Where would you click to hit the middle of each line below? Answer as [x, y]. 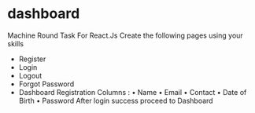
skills [16, 43]
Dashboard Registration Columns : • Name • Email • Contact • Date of [133, 92]
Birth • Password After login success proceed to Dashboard [116, 100]
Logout [30, 75]
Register [32, 59]
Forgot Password [46, 84]
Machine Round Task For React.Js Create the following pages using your [125, 35]
